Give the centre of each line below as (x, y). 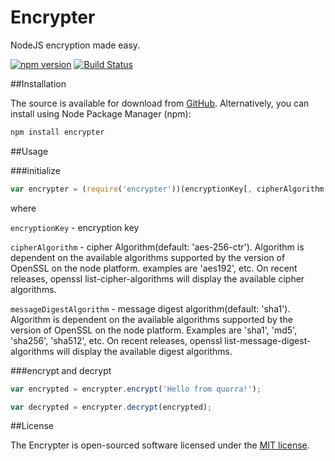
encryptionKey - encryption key (75, 227)
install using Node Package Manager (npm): (101, 113)
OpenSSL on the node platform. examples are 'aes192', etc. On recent (154, 268)
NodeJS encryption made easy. (75, 45)
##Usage (29, 151)
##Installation (38, 83)
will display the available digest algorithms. (144, 351)
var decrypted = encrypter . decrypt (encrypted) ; (111, 407)
